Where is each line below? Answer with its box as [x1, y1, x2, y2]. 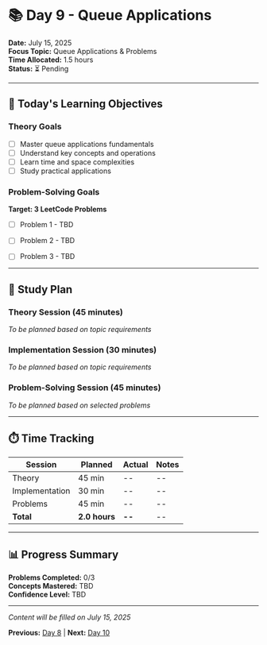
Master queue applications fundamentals [19, 139, 154, 149]
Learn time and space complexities [19, 156, 135, 167]
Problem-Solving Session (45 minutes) [8, 382, 161, 393]
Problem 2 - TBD [19, 236, 75, 245]
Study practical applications [19, 166, 111, 176]
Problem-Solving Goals [8, 186, 100, 197]
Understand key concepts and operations [19, 148, 157, 157]
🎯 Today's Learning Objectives [8, 97, 163, 111]
